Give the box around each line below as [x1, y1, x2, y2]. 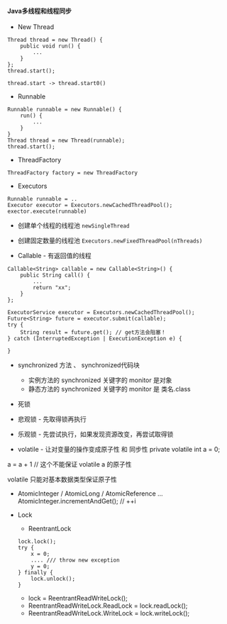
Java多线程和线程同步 [7, 6, 72, 15]
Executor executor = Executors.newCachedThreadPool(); [7, 202, 173, 209]
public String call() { [20, 272, 91, 279]
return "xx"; [33, 284, 72, 291]
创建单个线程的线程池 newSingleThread [17, 221, 130, 230]
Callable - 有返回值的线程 [17, 252, 92, 260]
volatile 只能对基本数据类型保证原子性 [7, 475, 117, 484]
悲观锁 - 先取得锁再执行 [17, 415, 87, 423]
